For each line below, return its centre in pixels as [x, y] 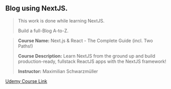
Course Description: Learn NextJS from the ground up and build [87, 56]
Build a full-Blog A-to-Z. [43, 31]
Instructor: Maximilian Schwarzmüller [58, 71]
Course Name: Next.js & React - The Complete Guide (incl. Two [85, 40]
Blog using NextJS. [36, 8]
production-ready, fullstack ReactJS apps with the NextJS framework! [92, 61]
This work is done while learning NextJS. [61, 20]
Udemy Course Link [26, 81]
